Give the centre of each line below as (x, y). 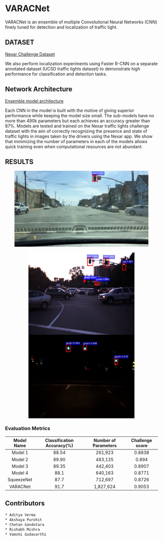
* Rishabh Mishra (23, 529)
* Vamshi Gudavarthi (26, 534)
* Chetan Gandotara (25, 524)
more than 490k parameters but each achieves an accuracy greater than (78, 121)
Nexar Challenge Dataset (30, 54)
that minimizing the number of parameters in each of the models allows (76, 141)
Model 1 (20, 452)
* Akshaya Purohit (24, 520)
